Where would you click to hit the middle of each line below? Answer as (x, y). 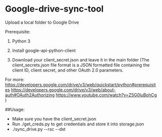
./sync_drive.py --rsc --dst (39, 129)
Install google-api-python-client (44, 50)
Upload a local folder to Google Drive (42, 22)
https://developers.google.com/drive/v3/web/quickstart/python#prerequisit (81, 84)
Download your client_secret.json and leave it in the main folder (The (81, 60)
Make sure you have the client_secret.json (54, 119)
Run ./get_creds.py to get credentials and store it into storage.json (78, 124)
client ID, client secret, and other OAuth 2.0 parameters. (68, 70)
